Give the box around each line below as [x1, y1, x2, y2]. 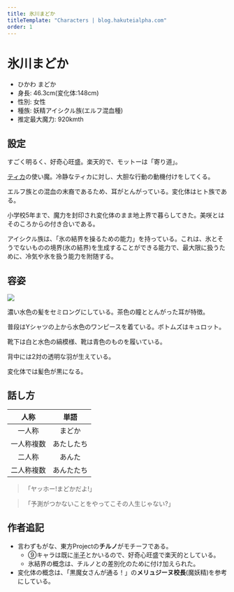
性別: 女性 [17, 97, 46, 106]
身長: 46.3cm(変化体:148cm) [17, 89, 99, 97]
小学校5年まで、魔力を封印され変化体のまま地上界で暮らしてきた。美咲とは [7, 211, 225, 219]
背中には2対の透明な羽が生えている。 [7, 352, 115, 361]
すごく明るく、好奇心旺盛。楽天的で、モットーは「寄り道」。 [7, 158, 182, 166]
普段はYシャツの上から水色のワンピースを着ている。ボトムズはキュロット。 [7, 322, 226, 331]
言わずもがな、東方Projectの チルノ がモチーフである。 [17, 542, 173, 550]
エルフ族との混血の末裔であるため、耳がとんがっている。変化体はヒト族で [7, 187, 221, 196]
